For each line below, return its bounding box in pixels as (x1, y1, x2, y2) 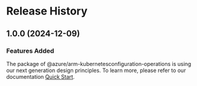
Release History (6, 4, 88, 18)
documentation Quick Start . (6, 73, 75, 80)
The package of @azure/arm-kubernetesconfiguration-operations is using (6, 60, 192, 67)
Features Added (6, 47, 54, 55)
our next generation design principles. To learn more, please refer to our (6, 67, 186, 74)
